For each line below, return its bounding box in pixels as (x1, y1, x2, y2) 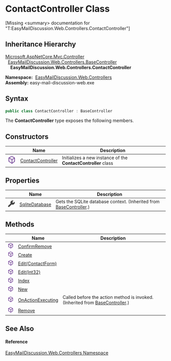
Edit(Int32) (17, 269, 41, 275)
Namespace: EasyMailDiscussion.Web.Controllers (5, 74, 112, 80)
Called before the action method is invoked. (63, 294, 154, 300)
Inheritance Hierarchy (5, 40, 76, 49)
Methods (5, 220, 35, 229)
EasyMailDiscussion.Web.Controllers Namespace (5, 350, 108, 356)
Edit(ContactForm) (17, 260, 57, 266)
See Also (5, 324, 34, 333)
